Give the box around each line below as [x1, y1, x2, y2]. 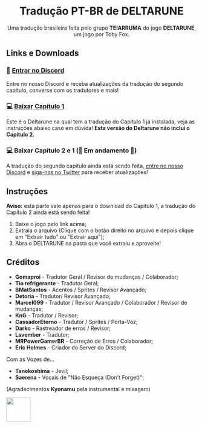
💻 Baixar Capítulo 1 [6, 102, 65, 110]
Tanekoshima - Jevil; [15, 367, 69, 374]
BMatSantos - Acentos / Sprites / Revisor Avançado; [15, 286, 147, 293]
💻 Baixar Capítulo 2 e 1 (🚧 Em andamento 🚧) [6, 146, 137, 155]
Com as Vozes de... [6, 355, 54, 363]
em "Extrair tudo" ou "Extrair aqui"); [15, 233, 105, 241]
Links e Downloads [6, 48, 79, 59]
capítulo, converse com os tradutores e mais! [6, 86, 119, 94]
